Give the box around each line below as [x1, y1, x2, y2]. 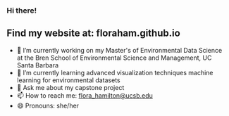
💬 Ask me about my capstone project [16, 83, 125, 91]
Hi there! [6, 6, 37, 15]
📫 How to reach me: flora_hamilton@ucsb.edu [16, 91, 153, 100]
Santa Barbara [16, 60, 59, 69]
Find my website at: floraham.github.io [6, 27, 180, 39]
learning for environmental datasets [16, 76, 120, 84]
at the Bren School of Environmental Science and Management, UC [16, 53, 212, 62]
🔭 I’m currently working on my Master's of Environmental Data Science [16, 46, 223, 54]
